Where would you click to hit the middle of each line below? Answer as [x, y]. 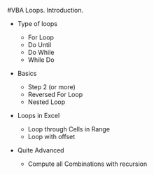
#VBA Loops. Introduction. [45, 10]
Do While [41, 52]
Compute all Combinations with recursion [87, 164]
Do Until [40, 45]
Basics [27, 73]
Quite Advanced [41, 150]
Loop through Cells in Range [69, 129]
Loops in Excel [38, 116]
